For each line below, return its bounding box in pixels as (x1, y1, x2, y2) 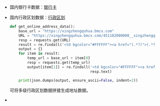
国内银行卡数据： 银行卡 (9, 4, 57, 10)
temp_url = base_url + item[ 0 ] (27, 56, 91, 61)
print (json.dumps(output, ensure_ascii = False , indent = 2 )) (18, 78, 138, 83)
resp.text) (90, 69, 112, 74)
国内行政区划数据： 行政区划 (9, 15, 65, 20)
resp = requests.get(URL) (18, 38, 71, 43)
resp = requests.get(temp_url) (27, 60, 91, 65)
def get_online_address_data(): (9, 24, 75, 29)
